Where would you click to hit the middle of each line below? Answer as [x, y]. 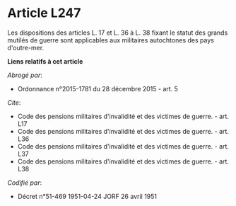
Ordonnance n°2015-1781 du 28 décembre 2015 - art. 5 [98, 88]
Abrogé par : [25, 75]
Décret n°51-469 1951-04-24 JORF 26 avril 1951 [87, 196]
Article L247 [44, 13]
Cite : [14, 102]
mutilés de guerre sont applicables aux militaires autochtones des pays [111, 40]
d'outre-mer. [26, 47]
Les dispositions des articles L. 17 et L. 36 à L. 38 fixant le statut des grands [118, 33]
